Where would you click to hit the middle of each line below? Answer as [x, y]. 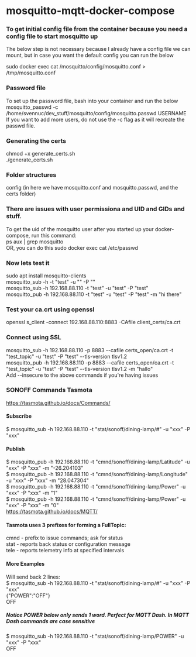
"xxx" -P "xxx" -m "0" [32, 505]
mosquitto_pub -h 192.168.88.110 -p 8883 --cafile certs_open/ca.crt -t [90, 362]
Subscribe [19, 416]
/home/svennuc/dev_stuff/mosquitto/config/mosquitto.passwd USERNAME [97, 113]
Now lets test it [28, 263]
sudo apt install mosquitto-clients [46, 276]
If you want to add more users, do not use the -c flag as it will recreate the [95, 119]
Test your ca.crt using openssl [50, 309]
